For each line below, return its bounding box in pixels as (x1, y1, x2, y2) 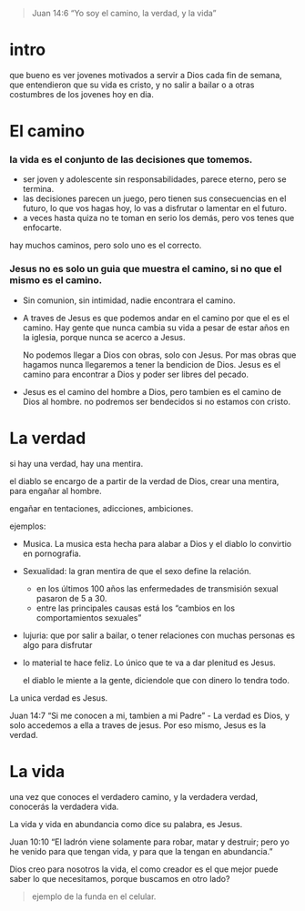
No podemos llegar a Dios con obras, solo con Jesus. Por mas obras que (22, 349, 297, 360)
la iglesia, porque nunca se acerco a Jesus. (22, 331, 186, 342)
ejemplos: (9, 521, 46, 531)
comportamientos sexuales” (36, 612, 142, 623)
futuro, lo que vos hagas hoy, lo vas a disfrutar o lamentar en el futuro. (22, 203, 287, 214)
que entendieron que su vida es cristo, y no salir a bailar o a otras (9, 79, 255, 90)
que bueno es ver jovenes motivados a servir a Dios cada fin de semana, (9, 69, 282, 80)
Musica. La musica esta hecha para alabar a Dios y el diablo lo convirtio (22, 538, 292, 549)
